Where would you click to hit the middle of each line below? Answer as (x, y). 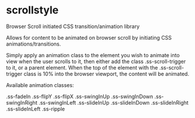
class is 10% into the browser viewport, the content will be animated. (106, 74)
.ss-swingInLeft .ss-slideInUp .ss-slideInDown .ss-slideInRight (113, 102)
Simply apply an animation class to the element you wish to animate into (93, 55)
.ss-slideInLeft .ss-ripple (36, 109)
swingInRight (22, 102)
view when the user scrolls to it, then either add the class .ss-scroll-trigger (96, 61)
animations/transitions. (34, 44)
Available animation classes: (40, 85)
